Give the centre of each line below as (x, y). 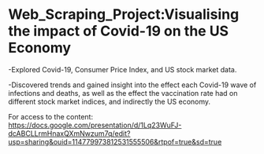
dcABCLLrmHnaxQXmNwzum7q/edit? (69, 133)
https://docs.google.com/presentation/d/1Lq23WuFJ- (95, 125)
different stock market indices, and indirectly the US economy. (110, 101)
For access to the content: (50, 116)
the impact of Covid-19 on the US (119, 31)
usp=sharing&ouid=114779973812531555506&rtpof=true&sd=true (115, 141)
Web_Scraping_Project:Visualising (124, 15)
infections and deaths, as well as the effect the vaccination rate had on (123, 93)
